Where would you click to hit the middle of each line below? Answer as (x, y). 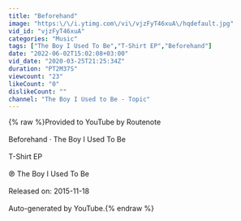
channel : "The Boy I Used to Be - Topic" (80, 99)
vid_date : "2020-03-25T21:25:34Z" (67, 62)
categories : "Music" (43, 39)
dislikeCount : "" (38, 91)
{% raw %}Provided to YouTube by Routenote (85, 122)
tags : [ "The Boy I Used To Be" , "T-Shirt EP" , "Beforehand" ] (110, 46)
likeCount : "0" (34, 84)
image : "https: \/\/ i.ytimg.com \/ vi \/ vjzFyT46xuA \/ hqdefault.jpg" (121, 24)
